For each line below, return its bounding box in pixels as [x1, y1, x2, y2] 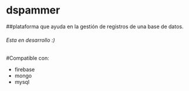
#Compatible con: [6, 55, 50, 62]
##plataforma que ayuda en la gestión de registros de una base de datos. [6, 23, 184, 30]
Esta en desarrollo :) [6, 36, 55, 43]
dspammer [6, 4, 60, 17]
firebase [14, 66, 35, 73]
